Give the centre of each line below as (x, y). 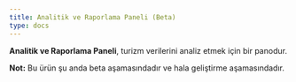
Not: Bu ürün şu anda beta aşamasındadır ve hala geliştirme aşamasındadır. (147, 68)
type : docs (29, 26)
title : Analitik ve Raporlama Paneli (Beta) (93, 17)
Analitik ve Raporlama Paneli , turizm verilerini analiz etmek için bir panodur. (148, 50)
